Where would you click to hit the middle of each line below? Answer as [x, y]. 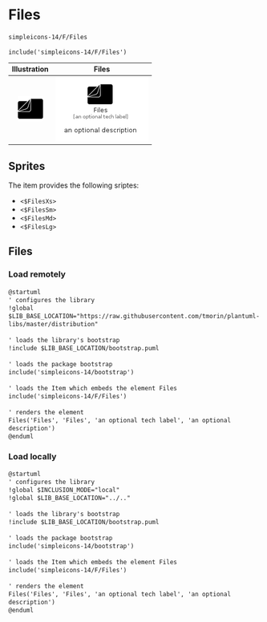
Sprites [27, 166]
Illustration [30, 69]
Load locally [32, 456]
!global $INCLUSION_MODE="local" [64, 490]
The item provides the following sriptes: [74, 185]
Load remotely [37, 274]
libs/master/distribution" [53, 324]
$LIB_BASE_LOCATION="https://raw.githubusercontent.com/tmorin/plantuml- [134, 316]
